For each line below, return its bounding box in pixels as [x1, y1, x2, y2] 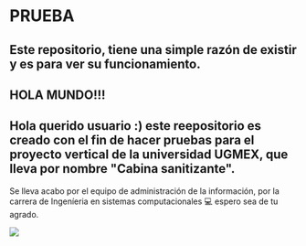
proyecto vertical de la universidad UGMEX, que [9, 147, 289, 163]
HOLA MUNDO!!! [9, 87, 106, 102]
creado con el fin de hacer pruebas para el [9, 133, 255, 148]
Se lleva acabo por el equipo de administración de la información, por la [9, 185, 280, 197]
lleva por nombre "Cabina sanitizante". [9, 161, 236, 176]
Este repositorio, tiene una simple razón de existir [9, 42, 297, 58]
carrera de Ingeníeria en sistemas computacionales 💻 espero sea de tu [9, 196, 279, 207]
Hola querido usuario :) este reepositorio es [9, 118, 262, 134]
